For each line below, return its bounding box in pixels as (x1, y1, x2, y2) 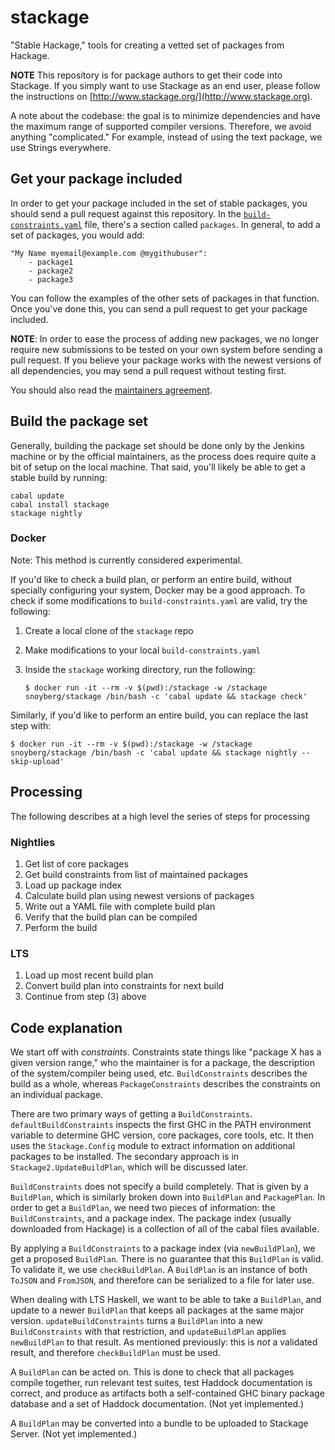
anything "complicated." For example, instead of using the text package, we (10, 131, 323, 143)
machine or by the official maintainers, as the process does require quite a (10, 450, 317, 462)
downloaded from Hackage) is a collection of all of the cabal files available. (10, 1223, 320, 1235)
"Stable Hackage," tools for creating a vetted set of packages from (10, 39, 285, 51)
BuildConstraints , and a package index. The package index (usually (10, 1212, 292, 1225)
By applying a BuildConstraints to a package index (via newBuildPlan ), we (10, 1242, 316, 1255)
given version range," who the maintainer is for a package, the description (10, 1057, 316, 1069)
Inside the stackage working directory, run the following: (24, 663, 256, 675)
